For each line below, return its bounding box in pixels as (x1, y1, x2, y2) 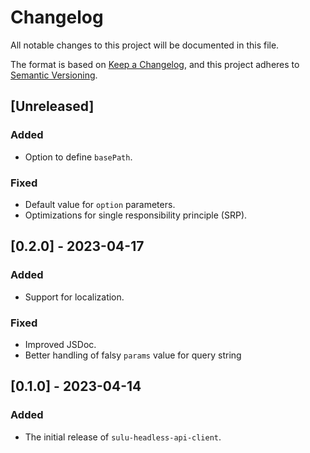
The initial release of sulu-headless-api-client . (24, 431, 222, 443)
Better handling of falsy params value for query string (24, 349, 242, 361)
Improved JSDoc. (24, 338, 97, 350)
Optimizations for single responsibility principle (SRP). (24, 209, 248, 221)
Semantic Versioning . (10, 69, 98, 81)
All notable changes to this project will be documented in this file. (10, 39, 280, 51)
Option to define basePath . (24, 151, 133, 163)
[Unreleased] (10, 98, 95, 115)
